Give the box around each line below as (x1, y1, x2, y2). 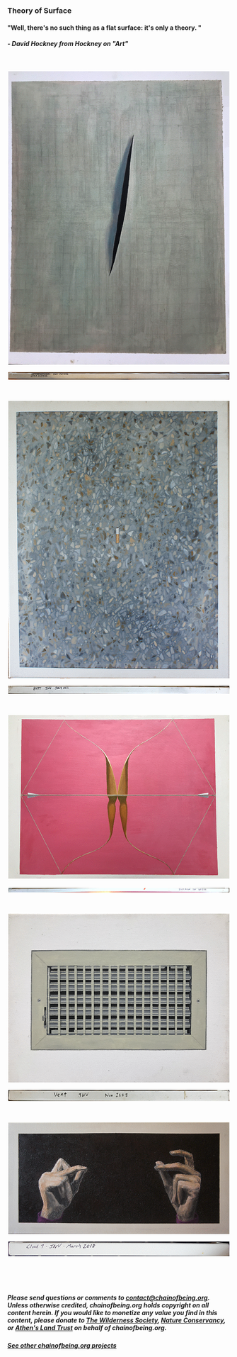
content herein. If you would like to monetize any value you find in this (7, 1309, 218, 1317)
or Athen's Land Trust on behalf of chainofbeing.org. (7, 1324, 167, 1332)
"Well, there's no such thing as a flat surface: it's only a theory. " (7, 23, 202, 32)
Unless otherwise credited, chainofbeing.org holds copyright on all (7, 1301, 209, 1309)
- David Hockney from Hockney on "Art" (7, 40, 129, 48)
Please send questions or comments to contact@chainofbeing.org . (7, 1293, 210, 1302)
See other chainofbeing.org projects (7, 1341, 117, 1350)
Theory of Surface (7, 6, 72, 16)
